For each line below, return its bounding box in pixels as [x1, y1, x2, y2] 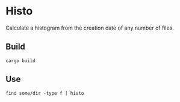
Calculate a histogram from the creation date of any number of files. [5, 24, 174, 31]
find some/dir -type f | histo [5, 90, 84, 96]
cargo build [5, 57, 36, 64]
